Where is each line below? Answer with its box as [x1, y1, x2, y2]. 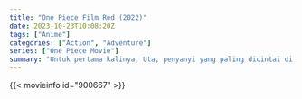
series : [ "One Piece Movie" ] [9, 47, 119, 56]
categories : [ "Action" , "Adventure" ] [9, 38, 152, 48]
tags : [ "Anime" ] [9, 30, 71, 39]
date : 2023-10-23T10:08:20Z [9, 22, 116, 31]
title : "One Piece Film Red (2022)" [9, 13, 147, 22]
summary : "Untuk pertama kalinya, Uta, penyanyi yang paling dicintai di [9, 55, 294, 64]
